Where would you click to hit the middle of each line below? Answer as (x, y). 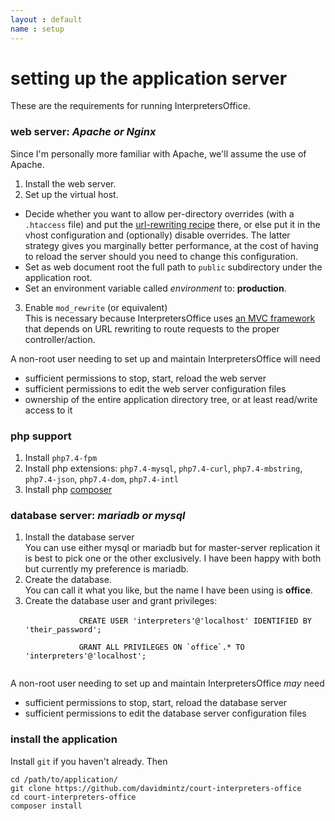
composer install (46, 806)
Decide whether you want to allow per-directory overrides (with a (159, 213)
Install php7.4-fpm (61, 458)
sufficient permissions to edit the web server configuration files (155, 388)
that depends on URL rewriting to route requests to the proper (152, 328)
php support (41, 436)
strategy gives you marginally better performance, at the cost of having (171, 245)
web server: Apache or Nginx (83, 132)
